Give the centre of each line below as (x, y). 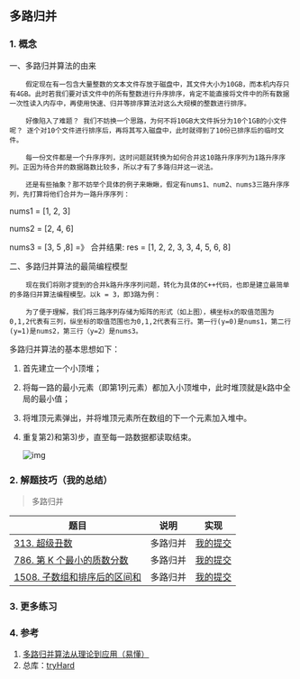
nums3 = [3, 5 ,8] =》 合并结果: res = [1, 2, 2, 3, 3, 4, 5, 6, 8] (120, 247)
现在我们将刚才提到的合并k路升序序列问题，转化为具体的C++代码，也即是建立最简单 (158, 285)
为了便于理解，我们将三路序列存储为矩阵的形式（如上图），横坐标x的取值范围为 (150, 312)
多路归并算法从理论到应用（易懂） (86, 654)
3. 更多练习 (33, 606)
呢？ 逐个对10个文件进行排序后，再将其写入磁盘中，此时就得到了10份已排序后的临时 (143, 130)
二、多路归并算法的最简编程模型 (68, 266)
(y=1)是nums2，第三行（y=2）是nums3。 (76, 331)
